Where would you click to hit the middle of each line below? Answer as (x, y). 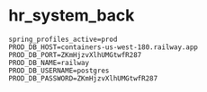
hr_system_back (72, 16)
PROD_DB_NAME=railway (49, 63)
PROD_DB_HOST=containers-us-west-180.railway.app (103, 47)
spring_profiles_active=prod (63, 39)
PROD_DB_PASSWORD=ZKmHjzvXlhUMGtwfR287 (83, 78)
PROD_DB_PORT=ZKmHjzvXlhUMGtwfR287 (75, 54)
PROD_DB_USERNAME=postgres (59, 71)
